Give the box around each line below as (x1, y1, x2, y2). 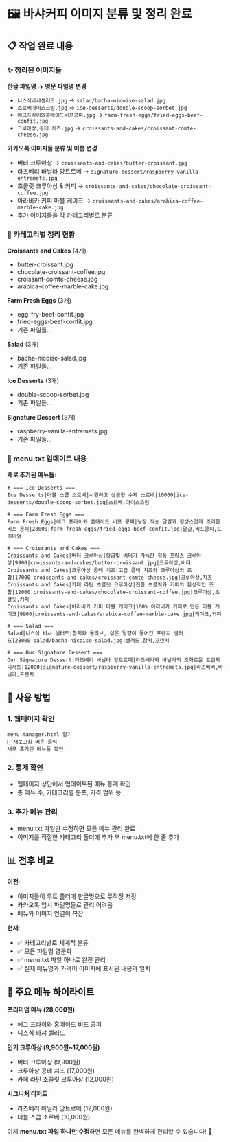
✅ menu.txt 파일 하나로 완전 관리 (16, 955, 106, 963)
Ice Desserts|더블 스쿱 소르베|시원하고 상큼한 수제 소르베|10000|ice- (7, 492, 189, 499)
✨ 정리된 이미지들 (7, 65, 62, 75)
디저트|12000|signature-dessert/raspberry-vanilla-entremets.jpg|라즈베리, (7, 664, 218, 671)
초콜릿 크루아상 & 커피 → (16, 181, 84, 190)
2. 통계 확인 (7, 763, 43, 773)
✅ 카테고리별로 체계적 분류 (16, 938, 89, 946)
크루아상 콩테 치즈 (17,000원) (16, 1066, 95, 1075)
